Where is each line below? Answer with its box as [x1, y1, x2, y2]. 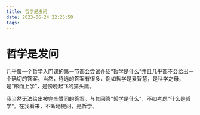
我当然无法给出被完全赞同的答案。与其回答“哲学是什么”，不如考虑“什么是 [6, 95, 186, 103]
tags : [6, 20, 20, 25]
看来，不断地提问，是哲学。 [29, 103, 98, 110]
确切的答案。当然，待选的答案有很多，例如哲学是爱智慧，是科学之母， [11, 75, 184, 82]
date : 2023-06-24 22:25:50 [6, 14, 73, 20]
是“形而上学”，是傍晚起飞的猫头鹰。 [6, 82, 95, 90]
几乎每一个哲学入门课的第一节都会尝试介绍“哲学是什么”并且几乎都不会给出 [6, 68, 189, 75]
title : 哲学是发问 [6, 8, 48, 15]
